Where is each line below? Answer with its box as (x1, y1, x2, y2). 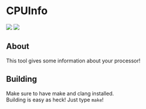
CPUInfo (6, 4, 48, 18)
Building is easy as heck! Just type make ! (6, 96, 104, 103)
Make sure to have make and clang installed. (6, 90, 114, 97)
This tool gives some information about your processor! (6, 57, 141, 64)
